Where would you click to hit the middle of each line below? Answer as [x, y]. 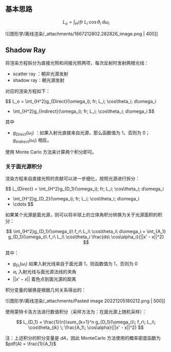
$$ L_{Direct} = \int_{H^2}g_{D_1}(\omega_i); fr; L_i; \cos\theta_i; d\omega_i [84, 189]
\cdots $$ [23, 204]
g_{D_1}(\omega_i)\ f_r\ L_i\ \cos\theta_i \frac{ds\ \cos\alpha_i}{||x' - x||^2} [86, 237]
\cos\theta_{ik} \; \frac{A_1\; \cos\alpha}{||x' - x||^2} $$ [86, 327]
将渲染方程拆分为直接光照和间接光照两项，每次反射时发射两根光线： [77, 63]
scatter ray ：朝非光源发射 [40, 74]
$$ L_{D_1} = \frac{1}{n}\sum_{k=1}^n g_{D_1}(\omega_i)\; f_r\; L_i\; [86, 322]
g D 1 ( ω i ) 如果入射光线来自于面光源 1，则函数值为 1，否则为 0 [75, 265]
